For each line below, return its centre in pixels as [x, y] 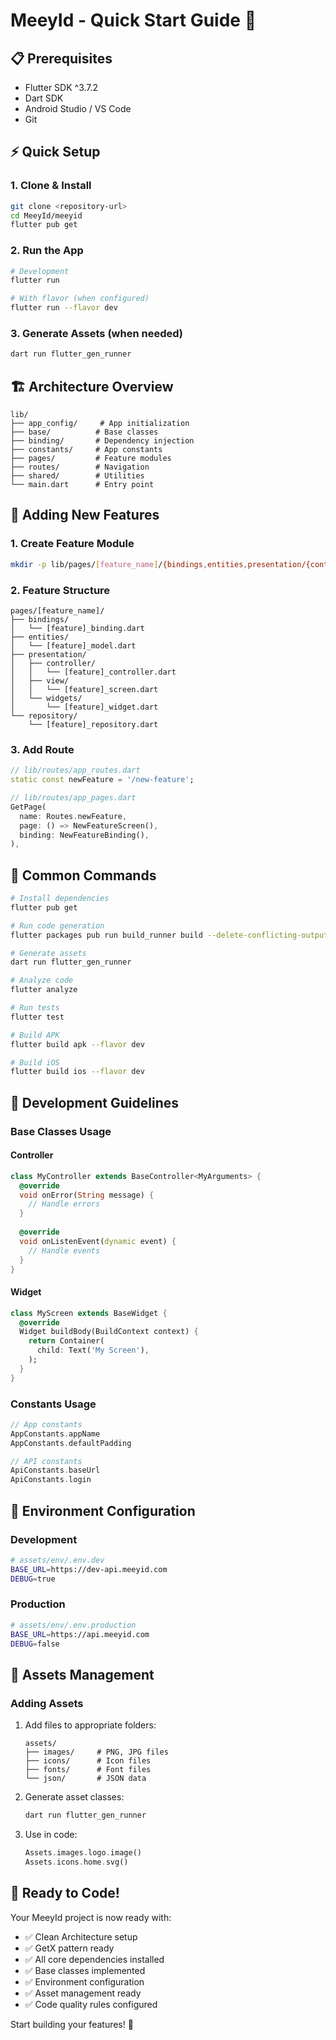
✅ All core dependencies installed [94, 1959]
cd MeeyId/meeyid [46, 215]
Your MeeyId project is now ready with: [91, 1917]
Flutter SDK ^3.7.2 [61, 87]
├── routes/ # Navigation [80, 467]
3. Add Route [42, 749]
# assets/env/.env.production [73, 1625]
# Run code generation [57, 925]
